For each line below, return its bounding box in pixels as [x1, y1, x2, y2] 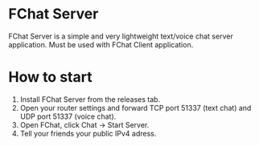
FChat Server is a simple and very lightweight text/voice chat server [8, 31, 233, 41]
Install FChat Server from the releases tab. [19, 94, 161, 104]
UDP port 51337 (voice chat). [19, 112, 117, 121]
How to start [8, 68, 92, 87]
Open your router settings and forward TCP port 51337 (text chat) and [19, 103, 252, 112]
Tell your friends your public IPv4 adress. [19, 128, 157, 138]
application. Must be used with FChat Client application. [8, 39, 194, 49]
